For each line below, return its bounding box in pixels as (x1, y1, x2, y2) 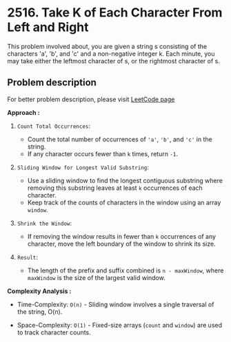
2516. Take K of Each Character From (7, 5, 223, 21)
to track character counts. (17, 328, 91, 336)
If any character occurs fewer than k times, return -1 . (27, 149, 178, 158)
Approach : (7, 108, 40, 116)
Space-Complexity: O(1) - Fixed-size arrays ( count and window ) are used (17, 321, 223, 329)
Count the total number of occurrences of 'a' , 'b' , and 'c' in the (27, 135, 212, 143)
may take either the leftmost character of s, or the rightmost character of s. (7, 56, 221, 65)
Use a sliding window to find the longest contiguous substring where (27, 176, 223, 184)
